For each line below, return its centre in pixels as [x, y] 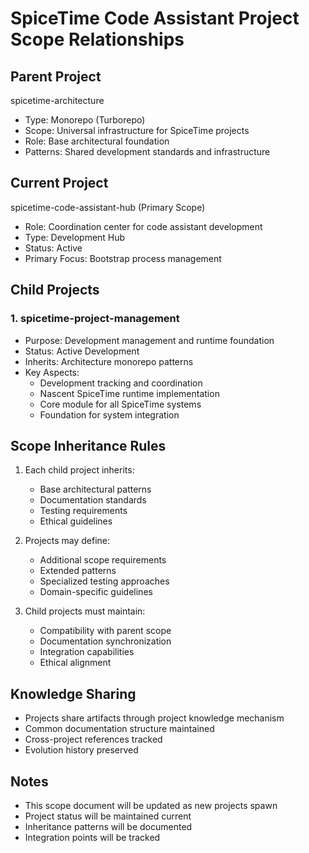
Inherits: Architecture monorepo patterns [109, 361]
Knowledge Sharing [73, 693]
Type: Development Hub [75, 237]
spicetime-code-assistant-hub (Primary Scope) [108, 207]
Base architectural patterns [95, 489]
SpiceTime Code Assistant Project [155, 18]
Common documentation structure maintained [119, 729]
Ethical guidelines [76, 521]
